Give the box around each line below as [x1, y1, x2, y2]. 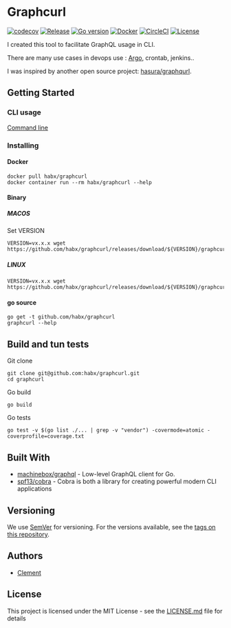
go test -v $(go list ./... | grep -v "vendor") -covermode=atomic [7, 427, 205, 434]
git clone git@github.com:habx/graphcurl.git [7, 370, 140, 377]
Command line [7, 123, 49, 132]
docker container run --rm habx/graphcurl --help [7, 179, 153, 186]
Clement [16, 568, 41, 576]
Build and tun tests [7, 338, 89, 350]
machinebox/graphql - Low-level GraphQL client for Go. [16, 470, 175, 478]
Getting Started [7, 87, 75, 99]
